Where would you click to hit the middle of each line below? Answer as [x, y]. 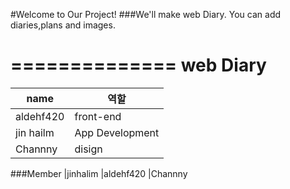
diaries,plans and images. [63, 25]
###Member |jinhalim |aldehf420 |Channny [99, 173]
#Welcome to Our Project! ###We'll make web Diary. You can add [146, 14]
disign [88, 149]
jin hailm [35, 132]
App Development [117, 132]
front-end [98, 116]
